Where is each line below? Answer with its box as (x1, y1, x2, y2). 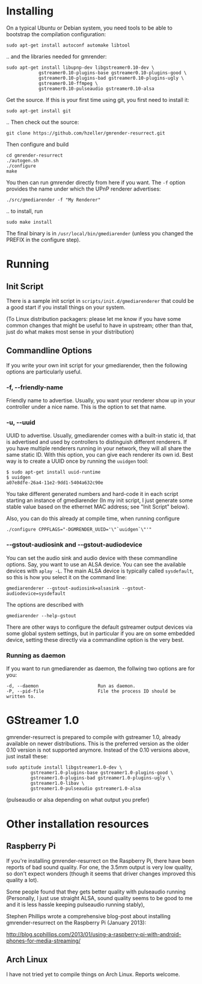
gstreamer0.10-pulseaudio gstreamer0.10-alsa (38, 86, 155, 92)
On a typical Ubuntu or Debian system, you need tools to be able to (6, 24, 173, 31)
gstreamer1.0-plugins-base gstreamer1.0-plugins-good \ (30, 769, 173, 776)
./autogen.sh (6, 157, 39, 163)
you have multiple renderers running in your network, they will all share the (6, 445, 191, 452)
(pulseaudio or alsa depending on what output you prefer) (6, 796, 150, 803)
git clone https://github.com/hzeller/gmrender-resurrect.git (6, 130, 165, 136)
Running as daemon (6, 651, 66, 659)
